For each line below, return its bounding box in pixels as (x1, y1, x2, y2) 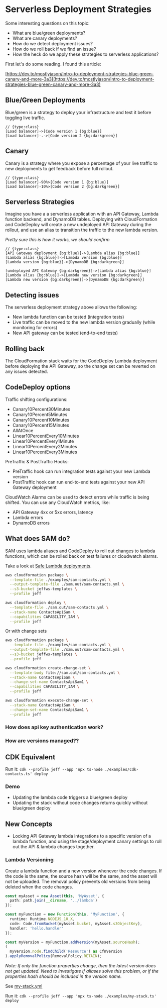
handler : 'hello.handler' (10, 926, 64, 931)
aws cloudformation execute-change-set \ (5, 698, 93, 703)
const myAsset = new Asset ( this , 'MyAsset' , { (5, 893, 104, 898)
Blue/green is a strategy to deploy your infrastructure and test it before (5, 109, 151, 115)
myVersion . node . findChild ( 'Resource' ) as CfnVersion (10, 949, 122, 954)
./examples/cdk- (104, 767, 139, 772)
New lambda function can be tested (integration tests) (12, 314, 124, 320)
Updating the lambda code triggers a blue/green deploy (12, 794, 128, 800)
